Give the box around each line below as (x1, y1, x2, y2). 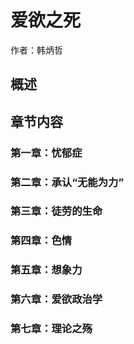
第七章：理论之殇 (10, 322, 93, 336)
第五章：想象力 (10, 263, 83, 277)
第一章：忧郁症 (10, 146, 83, 160)
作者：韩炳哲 (10, 44, 63, 56)
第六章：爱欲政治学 (10, 292, 103, 306)
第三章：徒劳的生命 (10, 204, 103, 218)
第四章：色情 (10, 234, 73, 248)
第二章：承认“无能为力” (10, 175, 125, 189)
